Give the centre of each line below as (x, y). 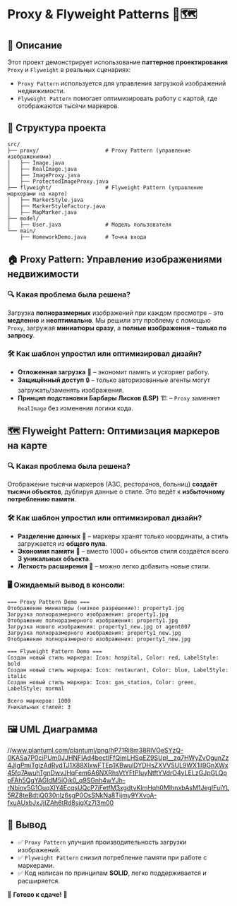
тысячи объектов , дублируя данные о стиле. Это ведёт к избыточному (116, 491)
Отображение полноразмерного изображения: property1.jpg (93, 621)
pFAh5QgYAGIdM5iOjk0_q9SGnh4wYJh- (66, 780)
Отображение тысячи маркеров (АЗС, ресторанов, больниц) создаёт (113, 484)
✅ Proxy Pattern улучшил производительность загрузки (102, 842)
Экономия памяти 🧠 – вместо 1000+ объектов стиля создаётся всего (123, 551)
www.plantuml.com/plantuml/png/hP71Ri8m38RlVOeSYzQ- (98, 750)
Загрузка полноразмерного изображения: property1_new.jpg (94, 633)
